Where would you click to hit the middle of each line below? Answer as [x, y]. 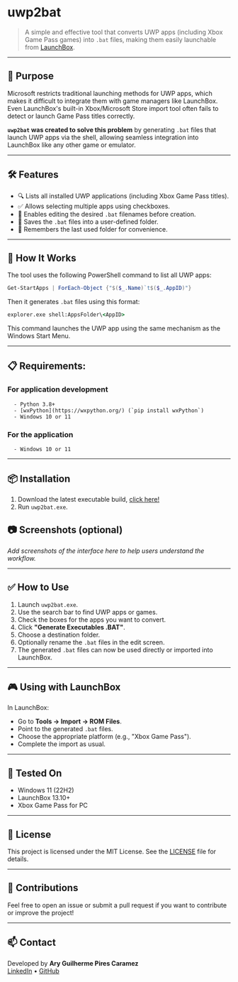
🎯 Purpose [31, 76]
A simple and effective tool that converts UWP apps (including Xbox [124, 32]
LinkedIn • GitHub [34, 971]
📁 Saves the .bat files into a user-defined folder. [88, 222]
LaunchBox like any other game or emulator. [72, 145]
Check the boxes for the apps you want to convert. [92, 620]
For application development [58, 389]
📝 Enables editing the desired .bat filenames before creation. [107, 214]
